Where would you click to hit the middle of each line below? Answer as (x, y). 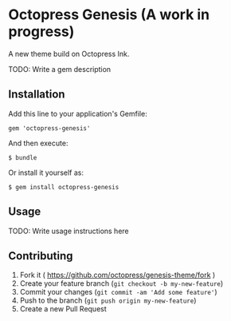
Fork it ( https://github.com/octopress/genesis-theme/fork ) (117, 275)
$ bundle (23, 157)
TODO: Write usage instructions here (69, 231)
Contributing (41, 256)
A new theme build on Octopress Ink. (69, 53)
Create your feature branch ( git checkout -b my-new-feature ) (121, 283)
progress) (41, 32)
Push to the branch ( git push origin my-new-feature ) (108, 300)
